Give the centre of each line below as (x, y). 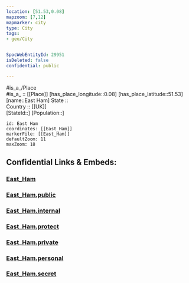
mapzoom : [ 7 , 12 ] (26, 17)
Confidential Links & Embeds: (61, 162)
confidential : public (33, 65)
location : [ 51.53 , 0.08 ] (35, 11)
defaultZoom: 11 (26, 139)
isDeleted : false (27, 60)
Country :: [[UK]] (27, 106)
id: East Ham (22, 124)
